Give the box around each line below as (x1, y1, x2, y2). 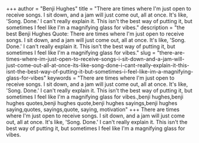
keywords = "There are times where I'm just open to (47, 74, 175, 81)
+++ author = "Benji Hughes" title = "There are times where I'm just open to (6, 5, 191, 12)
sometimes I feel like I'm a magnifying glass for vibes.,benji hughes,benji (6, 93, 184, 100)
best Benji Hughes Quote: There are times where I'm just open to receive (6, 30, 184, 37)
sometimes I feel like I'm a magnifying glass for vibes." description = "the (6, 24, 185, 31)
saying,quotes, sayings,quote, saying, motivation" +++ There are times (6, 106, 180, 113)
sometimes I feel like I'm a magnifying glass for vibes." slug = (6, 49, 156, 56)
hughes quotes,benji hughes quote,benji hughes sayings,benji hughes (6, 100, 178, 106)
